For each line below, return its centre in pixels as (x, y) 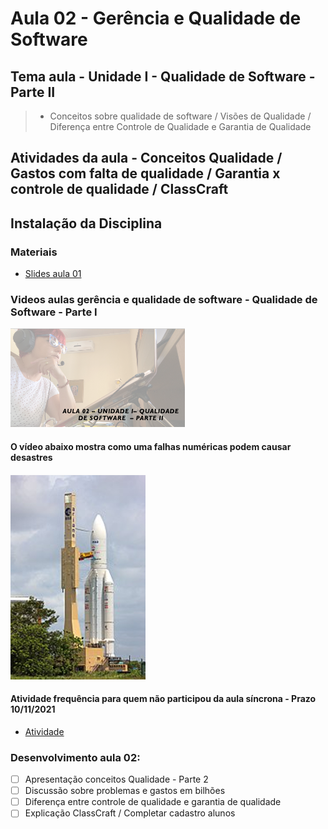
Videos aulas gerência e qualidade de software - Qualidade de (164, 299)
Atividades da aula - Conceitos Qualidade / (146, 158)
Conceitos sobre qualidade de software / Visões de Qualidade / (180, 116)
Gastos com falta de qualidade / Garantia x (145, 173)
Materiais (34, 252)
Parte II (33, 92)
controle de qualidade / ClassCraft (119, 189)
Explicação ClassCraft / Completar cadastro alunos (130, 813)
